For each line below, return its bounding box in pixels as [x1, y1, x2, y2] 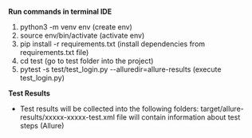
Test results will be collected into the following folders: [19, 104, 199, 113]
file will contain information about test [116, 112, 241, 122]
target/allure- [200, 104, 245, 113]
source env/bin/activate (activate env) [19, 31, 145, 40]
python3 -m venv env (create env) [19, 22, 133, 31]
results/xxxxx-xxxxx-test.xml [19, 112, 116, 122]
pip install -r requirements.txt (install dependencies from [19, 39, 206, 49]
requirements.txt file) [19, 48, 89, 57]
